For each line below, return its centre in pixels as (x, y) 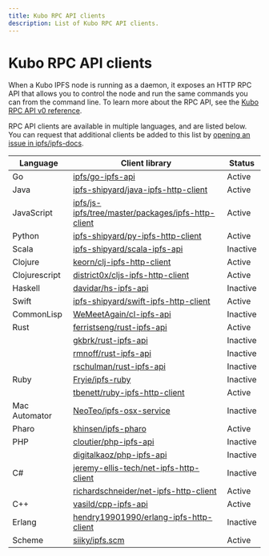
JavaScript (33, 213)
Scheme (28, 541)
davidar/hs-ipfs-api (111, 288)
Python (26, 236)
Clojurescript (37, 276)
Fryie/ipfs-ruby (102, 380)
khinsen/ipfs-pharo (110, 429)
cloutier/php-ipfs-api (114, 442)
